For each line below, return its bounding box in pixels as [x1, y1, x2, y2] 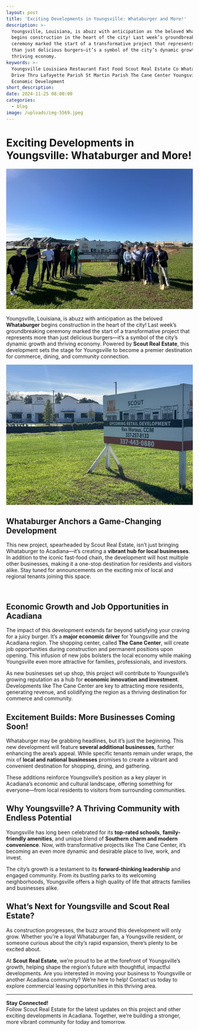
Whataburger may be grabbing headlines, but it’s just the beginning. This [6, 737, 184, 744]
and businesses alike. [6, 884, 59, 892]
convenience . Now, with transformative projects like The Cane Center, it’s [6, 841, 187, 848]
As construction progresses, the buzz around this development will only [6, 927, 182, 934]
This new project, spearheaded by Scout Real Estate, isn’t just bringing [6, 541, 179, 548]
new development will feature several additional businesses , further [6, 744, 175, 750]
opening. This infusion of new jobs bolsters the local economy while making [6, 652, 191, 659]
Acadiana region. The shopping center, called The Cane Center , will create [6, 639, 190, 646]
